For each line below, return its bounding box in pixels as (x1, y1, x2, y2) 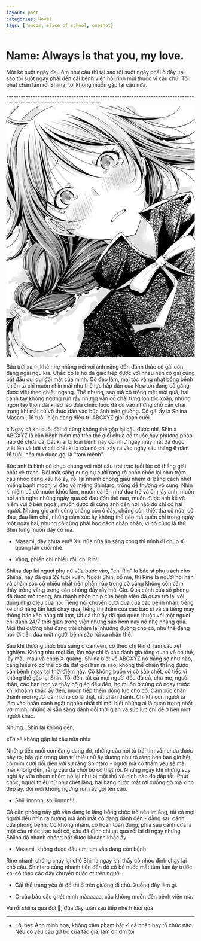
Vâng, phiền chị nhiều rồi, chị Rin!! (14, 556, 99, 563)
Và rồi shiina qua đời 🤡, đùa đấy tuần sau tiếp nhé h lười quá (6, 905, 154, 912)
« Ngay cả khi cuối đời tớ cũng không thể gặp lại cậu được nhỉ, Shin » (6, 425, 177, 433)
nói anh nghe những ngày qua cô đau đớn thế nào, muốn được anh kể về (6, 494, 185, 502)
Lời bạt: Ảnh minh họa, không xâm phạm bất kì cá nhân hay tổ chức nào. (14, 922, 193, 929)
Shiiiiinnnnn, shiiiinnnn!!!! (14, 797, 76, 804)
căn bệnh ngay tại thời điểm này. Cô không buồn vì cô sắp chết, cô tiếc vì (6, 668, 187, 675)
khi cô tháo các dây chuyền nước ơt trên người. (6, 870, 123, 877)
